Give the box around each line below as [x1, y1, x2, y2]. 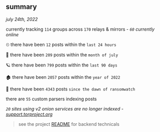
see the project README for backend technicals [18, 121, 120, 127]
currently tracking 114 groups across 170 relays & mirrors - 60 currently [6, 26, 155, 32]
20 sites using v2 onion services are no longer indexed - [6, 105, 124, 112]
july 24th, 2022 [6, 16, 38, 22]
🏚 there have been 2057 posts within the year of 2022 [6, 74, 121, 80]
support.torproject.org [6, 111, 53, 117]
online [6, 31, 19, 37]
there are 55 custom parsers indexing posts [6, 96, 97, 102]
